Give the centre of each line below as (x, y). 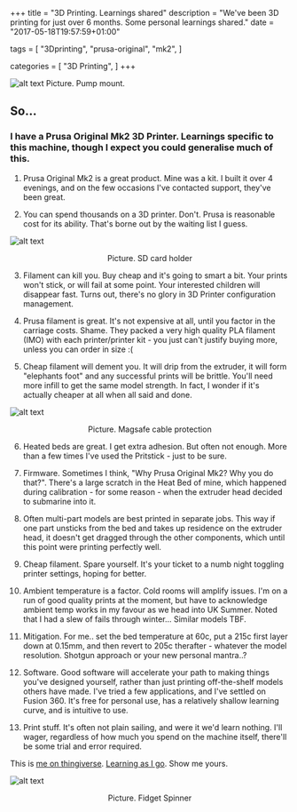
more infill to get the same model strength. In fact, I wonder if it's (141, 385)
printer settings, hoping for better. (85, 573)
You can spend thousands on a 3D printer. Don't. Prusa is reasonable (149, 214)
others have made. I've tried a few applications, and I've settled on (145, 691)
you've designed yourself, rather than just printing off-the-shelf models (153, 681)
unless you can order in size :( (78, 349)
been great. (44, 197)
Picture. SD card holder (150, 258)
